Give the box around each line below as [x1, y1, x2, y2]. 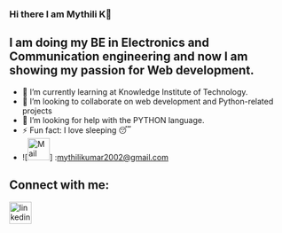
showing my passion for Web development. [9, 63, 255, 78]
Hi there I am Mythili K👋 [9, 8, 113, 20]
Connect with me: [9, 177, 110, 193]
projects [21, 105, 53, 116]
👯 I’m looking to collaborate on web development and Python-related [21, 96, 274, 106]
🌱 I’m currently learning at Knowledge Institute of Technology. [21, 86, 248, 97]
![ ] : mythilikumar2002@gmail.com [21, 151, 168, 162]
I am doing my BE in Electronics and [9, 35, 210, 50]
